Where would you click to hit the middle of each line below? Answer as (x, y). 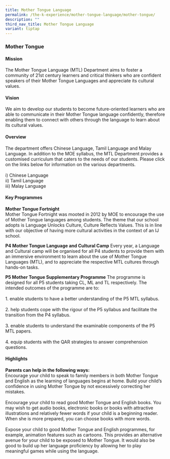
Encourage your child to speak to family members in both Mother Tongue (82, 376)
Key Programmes (24, 198)
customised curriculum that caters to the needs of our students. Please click (85, 159)
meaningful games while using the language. (52, 451)
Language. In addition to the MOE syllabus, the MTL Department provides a (84, 153)
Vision (12, 97)
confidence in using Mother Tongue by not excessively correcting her (78, 386)
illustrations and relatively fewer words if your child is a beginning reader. (82, 413)
